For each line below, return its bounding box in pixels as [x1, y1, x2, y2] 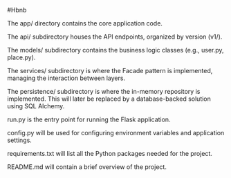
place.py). [7, 53, 36, 61]
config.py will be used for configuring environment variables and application [7, 129, 225, 137]
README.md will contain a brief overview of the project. [7, 163, 167, 171]
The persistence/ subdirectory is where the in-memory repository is [7, 88, 201, 95]
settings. [7, 136, 33, 144]
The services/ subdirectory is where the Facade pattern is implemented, [7, 67, 213, 75]
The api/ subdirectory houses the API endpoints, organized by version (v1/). [7, 32, 223, 41]
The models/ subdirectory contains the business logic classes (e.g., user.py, [7, 46, 224, 54]
